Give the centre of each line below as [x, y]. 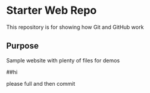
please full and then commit [41, 83]
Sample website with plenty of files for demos [63, 60]
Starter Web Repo [52, 10]
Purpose [23, 46]
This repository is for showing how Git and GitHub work [75, 27]
